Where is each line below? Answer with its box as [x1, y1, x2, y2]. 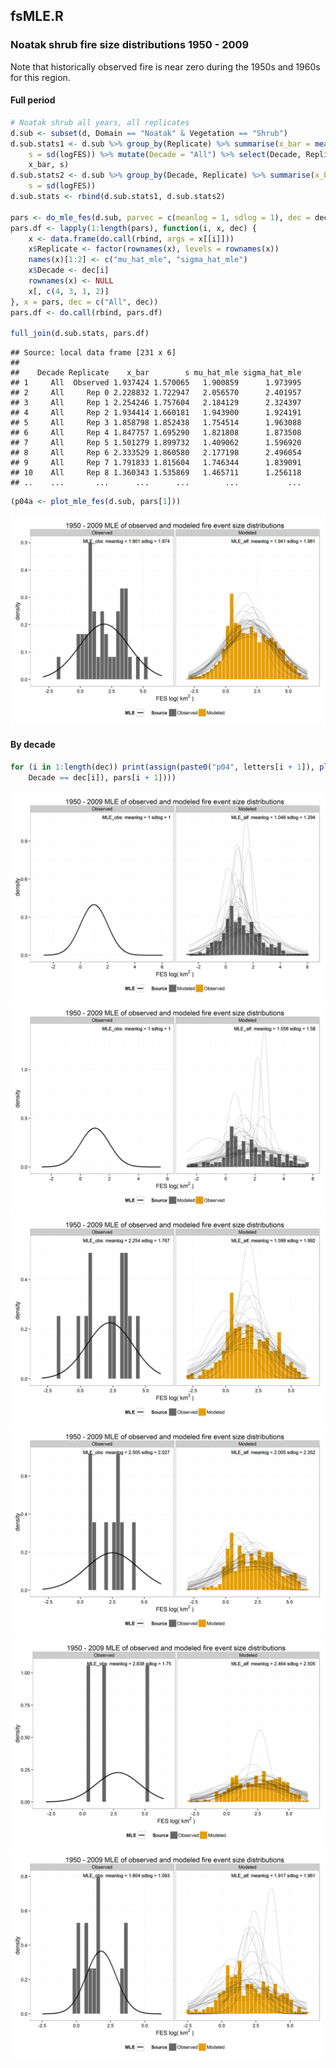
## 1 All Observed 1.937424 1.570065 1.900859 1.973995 [10, 378, 302, 388]
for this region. [10, 71, 71, 83]
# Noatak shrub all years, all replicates [10, 117, 190, 128]
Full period [10, 94, 56, 106]
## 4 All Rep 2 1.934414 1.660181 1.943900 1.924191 [10, 408, 302, 418]
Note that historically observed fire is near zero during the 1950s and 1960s [10, 60, 321, 73]
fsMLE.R [10, 8, 64, 25]
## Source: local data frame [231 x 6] [10, 348, 177, 358]
